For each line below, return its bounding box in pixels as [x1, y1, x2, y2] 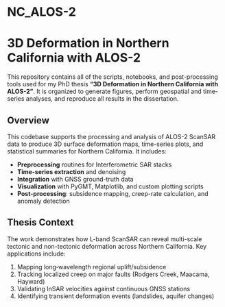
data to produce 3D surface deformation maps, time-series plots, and [7, 140, 204, 148]
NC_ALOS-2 [7, 4, 77, 20]
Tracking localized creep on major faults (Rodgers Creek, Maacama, [16, 270, 210, 278]
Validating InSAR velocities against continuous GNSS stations [16, 284, 191, 293]
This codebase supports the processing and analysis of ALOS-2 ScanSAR [7, 132, 216, 140]
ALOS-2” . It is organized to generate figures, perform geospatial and [7, 87, 202, 96]
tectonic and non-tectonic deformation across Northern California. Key [7, 242, 207, 250]
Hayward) [16, 277, 45, 285]
